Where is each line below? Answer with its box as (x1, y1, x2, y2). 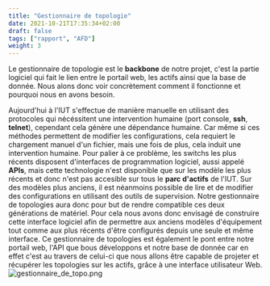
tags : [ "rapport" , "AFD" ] (8, 34, 95, 43)
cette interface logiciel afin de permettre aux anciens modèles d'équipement (8, 217, 263, 227)
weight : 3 (8, 42, 42, 50)
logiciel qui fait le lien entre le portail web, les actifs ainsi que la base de (8, 73, 247, 82)
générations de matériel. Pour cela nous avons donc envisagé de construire (8, 208, 260, 218)
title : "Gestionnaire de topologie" (8, 11, 131, 20)
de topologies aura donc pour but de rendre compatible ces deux (8, 200, 226, 210)
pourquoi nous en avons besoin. (8, 90, 115, 99)
